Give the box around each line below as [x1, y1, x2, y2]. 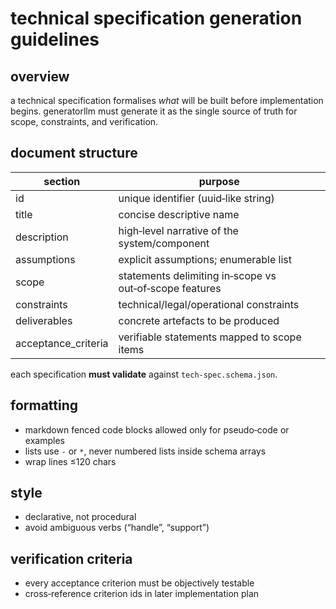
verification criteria [10, 550, 133, 567]
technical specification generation [10, 7, 303, 30]
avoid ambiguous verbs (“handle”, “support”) [24, 522, 210, 534]
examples [24, 434, 65, 446]
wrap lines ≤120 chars [24, 455, 117, 467]
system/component [118, 236, 210, 250]
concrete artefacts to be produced [118, 313, 280, 327]
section [43, 174, 81, 188]
